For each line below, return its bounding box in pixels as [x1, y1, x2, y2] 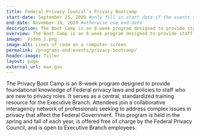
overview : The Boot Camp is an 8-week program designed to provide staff [6, 31, 193, 37]
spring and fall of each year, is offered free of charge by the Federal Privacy [6, 118, 192, 125]
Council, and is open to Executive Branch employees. [6, 124, 137, 131]
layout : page [6, 58, 39, 64]
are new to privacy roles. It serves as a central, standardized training [6, 93, 174, 100]
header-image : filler [6, 53, 60, 59]
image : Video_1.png [6, 36, 58, 42]
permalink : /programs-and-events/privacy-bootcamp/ [6, 47, 137, 53]
